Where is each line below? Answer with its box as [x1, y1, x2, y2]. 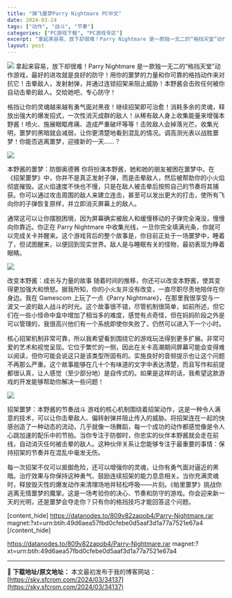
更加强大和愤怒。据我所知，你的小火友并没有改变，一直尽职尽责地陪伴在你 [12, 285, 225, 293]
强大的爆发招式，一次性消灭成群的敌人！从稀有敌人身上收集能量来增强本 [19, 111, 225, 120]
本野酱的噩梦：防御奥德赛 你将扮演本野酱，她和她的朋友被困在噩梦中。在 [7, 165, 215, 173]
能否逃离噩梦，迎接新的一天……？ [25, 138, 121, 145]
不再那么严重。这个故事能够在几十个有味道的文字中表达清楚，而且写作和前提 [7, 360, 225, 368]
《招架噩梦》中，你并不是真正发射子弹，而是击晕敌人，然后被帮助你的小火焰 [7, 174, 225, 182]
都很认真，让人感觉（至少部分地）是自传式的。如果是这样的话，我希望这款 [7, 369, 219, 377]
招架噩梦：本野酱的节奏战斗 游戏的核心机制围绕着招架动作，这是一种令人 [7, 405, 215, 413]
